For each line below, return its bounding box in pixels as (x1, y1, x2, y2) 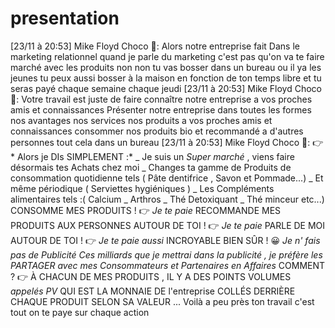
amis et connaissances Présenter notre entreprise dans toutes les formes (10, 103, 312, 116)
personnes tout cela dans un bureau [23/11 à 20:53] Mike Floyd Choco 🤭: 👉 (10, 136, 324, 148)
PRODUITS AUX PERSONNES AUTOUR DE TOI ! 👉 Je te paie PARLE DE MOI (10, 219, 326, 231)
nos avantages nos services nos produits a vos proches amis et (10, 114, 273, 126)
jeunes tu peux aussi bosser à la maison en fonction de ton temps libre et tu (10, 72, 322, 84)
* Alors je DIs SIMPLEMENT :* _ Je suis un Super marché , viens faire (10, 150, 295, 162)
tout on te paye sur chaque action (10, 306, 150, 318)
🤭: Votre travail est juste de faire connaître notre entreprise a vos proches (10, 93, 313, 105)
